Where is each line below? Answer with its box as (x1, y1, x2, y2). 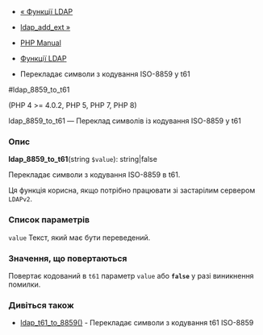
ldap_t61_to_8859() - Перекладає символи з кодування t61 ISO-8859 (19, 318, 254, 328)
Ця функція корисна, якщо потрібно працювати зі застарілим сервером (8, 185, 256, 196)
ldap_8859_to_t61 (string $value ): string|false (8, 155, 157, 164)
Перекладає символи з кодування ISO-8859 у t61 (19, 69, 191, 79)
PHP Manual (19, 38, 62, 48)
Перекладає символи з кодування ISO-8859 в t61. (8, 170, 181, 180)
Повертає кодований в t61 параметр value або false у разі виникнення (8, 271, 254, 280)
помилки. (8, 279, 41, 289)
